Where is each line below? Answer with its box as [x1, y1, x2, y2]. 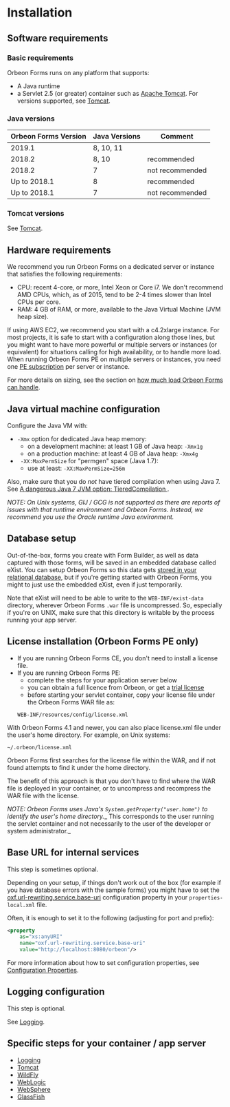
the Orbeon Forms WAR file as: [27, 698, 115, 706]
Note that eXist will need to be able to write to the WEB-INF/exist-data [7, 593, 204, 602]
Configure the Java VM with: [7, 422, 88, 430]
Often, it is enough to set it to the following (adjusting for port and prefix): [7, 913, 214, 922]
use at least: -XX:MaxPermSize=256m [27, 464, 126, 473]
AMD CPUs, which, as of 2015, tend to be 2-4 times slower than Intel [16, 291, 211, 299]
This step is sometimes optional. [7, 865, 99, 873]
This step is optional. [7, 1004, 67, 1013]
